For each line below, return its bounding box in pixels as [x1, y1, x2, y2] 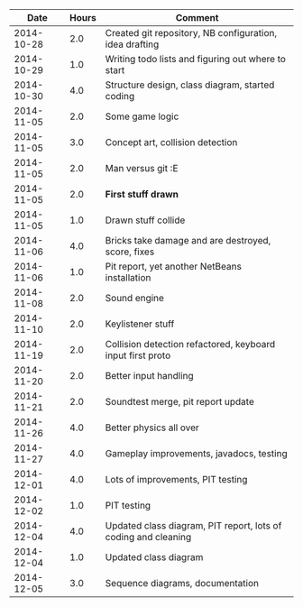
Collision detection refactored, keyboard [105, 338, 276, 350]
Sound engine [105, 292, 165, 304]
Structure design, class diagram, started [105, 78, 275, 91]
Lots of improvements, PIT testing [105, 474, 248, 485]
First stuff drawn [105, 189, 179, 200]
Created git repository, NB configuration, [105, 27, 278, 39]
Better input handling [105, 370, 194, 382]
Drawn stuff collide [105, 214, 186, 226]
